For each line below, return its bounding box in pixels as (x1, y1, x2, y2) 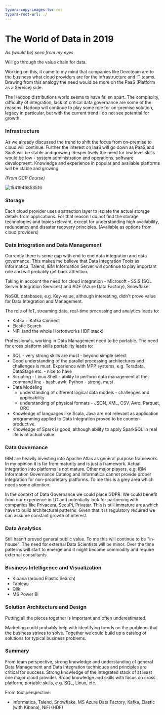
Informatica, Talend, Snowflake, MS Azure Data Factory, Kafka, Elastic (12, 699, 155, 705)
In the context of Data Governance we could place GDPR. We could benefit (5, 491, 158, 497)
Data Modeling (12, 384, 42, 390)
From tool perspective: (5, 689, 51, 695)
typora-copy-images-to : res (5, 7, 63, 12)
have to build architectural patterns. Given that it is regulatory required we (5, 507, 156, 513)
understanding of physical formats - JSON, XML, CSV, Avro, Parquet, (19, 400, 161, 406)
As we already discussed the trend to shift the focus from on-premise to (5, 139, 152, 145)
